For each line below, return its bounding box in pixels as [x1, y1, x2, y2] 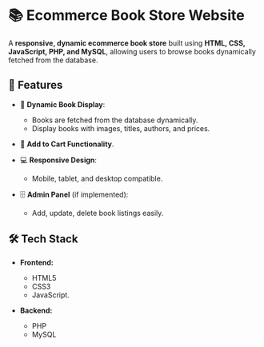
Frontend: [19, 257, 54, 267]
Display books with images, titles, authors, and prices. [31, 123, 210, 133]
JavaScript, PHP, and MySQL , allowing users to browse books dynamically [8, 46, 256, 56]
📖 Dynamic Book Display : [19, 99, 106, 109]
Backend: [19, 305, 53, 315]
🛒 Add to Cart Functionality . [19, 139, 114, 149]
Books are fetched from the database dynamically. [31, 115, 198, 125]
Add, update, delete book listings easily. [31, 208, 164, 217]
